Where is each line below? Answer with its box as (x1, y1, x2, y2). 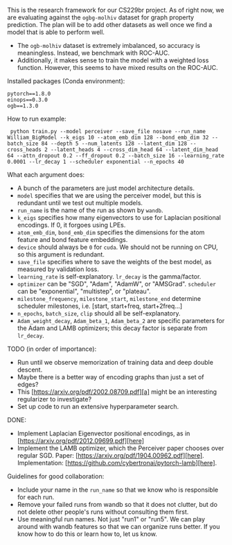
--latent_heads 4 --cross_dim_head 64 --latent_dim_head (51, 146, 218, 153)
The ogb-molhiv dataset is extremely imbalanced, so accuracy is (17, 42, 201, 49)
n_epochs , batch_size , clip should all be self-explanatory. (17, 309, 181, 318)
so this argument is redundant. (17, 250, 105, 259)
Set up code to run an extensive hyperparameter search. (17, 402, 179, 410)
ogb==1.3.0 (7, 103, 39, 110)
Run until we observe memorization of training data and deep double (17, 358, 213, 366)
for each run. (17, 493, 55, 501)
